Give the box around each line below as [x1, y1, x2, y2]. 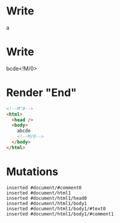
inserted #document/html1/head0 [6, 195, 87, 201]
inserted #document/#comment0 [6, 185, 82, 191]
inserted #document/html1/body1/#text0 [6, 206, 106, 212]
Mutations [6, 165, 59, 178]
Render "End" [6, 86, 77, 100]
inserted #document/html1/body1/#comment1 [6, 211, 114, 217]
